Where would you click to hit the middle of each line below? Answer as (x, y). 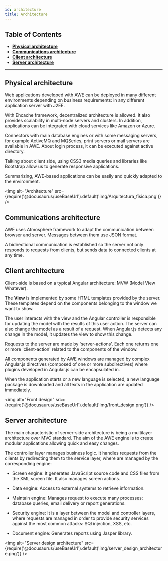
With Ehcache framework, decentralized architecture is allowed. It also (78, 115)
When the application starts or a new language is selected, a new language (82, 379)
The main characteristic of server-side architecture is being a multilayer (79, 432)
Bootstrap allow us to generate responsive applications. (62, 167)
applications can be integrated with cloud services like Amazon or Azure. (80, 126)
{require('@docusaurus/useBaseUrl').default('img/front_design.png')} (77, 405)
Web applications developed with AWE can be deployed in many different (81, 95)
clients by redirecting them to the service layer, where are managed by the (82, 458)
